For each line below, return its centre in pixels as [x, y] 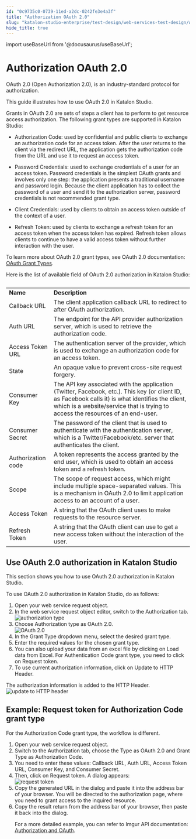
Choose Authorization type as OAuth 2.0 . [64, 624]
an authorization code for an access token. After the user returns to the [100, 143]
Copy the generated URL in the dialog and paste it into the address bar [99, 787]
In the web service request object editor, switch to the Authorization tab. [101, 612]
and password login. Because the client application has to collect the [97, 186]
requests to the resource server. [97, 518]
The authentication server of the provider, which [120, 343]
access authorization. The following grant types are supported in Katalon [94, 119]
